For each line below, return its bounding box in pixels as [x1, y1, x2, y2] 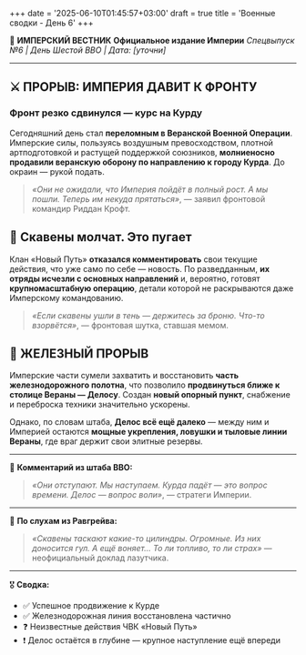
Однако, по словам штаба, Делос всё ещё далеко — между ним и [9, 417, 270, 428]
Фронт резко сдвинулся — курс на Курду [9, 106, 203, 119]
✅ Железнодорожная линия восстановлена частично [22, 610, 231, 621]
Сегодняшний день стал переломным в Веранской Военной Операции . [9, 127, 293, 138]
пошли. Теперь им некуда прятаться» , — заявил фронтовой [31, 193, 266, 204]
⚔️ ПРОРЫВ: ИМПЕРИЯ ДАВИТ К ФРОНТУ [9, 79, 258, 95]
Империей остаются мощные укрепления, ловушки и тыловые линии [9, 427, 288, 438]
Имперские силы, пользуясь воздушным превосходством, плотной [9, 136, 273, 148]
